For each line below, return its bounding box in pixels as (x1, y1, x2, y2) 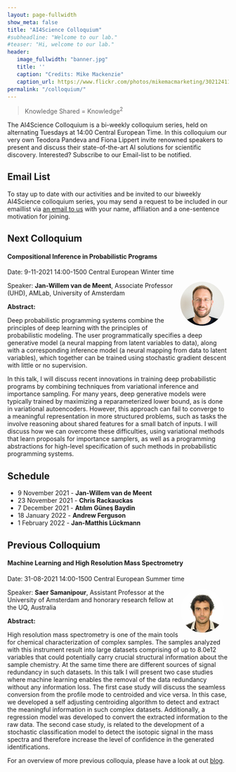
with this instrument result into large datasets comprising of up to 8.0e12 (7, 645, 216, 654)
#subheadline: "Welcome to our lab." (7, 34, 118, 41)
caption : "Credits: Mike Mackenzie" (16, 70, 124, 77)
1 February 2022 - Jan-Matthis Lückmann (17, 518, 141, 528)
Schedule (7, 470, 51, 482)
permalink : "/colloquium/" (7, 85, 86, 93)
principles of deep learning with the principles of (7, 324, 148, 332)
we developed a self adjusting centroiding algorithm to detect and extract (7, 697, 220, 706)
